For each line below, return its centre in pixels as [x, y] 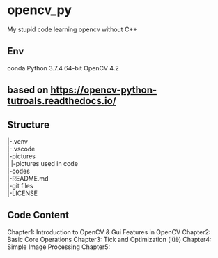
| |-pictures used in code [43, 163]
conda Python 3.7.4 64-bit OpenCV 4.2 [63, 68]
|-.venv [17, 141]
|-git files [20, 185]
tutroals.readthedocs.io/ [62, 101]
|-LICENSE [23, 193]
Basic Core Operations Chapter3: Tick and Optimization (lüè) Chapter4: [109, 239]
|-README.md [28, 178]
